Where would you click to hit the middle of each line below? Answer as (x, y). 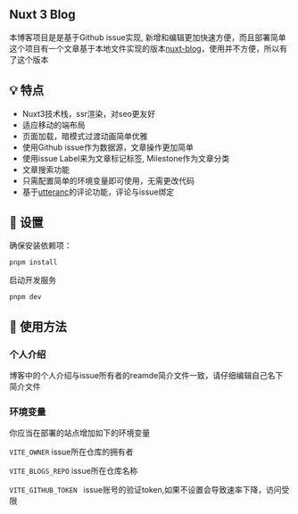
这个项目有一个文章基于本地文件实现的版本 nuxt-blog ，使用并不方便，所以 (145, 48)
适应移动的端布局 (54, 125)
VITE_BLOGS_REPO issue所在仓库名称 (74, 471)
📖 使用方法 (38, 326)
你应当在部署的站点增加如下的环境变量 (79, 433)
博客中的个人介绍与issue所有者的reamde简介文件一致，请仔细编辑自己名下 (146, 376)
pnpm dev (25, 297)
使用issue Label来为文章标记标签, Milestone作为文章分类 (126, 158)
